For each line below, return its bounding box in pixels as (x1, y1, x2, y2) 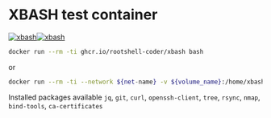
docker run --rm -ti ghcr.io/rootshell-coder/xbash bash (8, 47, 204, 55)
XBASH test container (8, 6, 158, 24)
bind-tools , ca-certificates (8, 100, 103, 110)
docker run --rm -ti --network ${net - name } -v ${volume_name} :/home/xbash (8, 78, 265, 86)
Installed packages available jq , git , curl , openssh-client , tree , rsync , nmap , (8, 92, 261, 102)
